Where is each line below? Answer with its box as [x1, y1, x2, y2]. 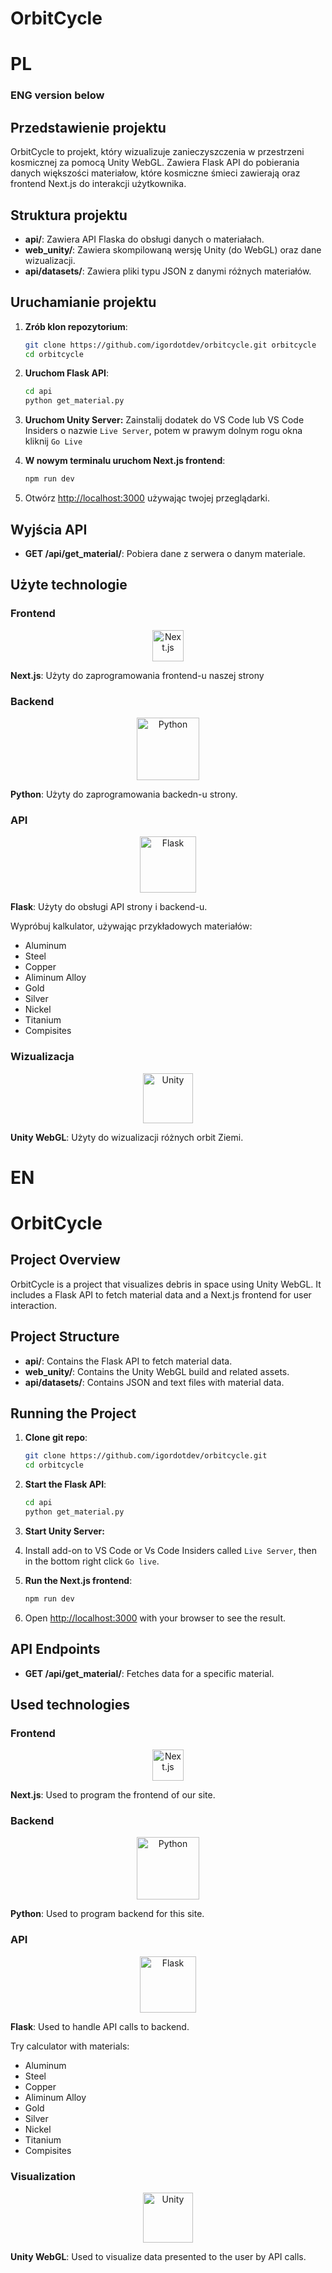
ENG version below [10, 88, 105, 102]
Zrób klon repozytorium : [24, 320, 128, 332]
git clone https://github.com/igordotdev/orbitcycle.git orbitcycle [24, 340, 317, 350]
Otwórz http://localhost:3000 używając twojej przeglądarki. [24, 492, 270, 504]
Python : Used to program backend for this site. [10, 1908, 205, 1920]
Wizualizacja [10, 1050, 75, 1064]
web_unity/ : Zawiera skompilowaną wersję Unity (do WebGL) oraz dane [24, 243, 322, 256]
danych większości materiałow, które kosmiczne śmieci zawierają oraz [10, 167, 301, 179]
